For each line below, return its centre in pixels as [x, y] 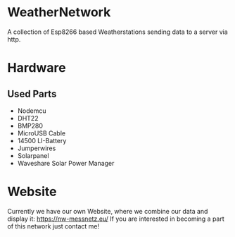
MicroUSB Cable [41, 133]
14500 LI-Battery [42, 140]
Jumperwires [37, 148]
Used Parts [32, 93]
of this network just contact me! [53, 226]
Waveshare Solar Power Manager [66, 163]
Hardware [37, 68]
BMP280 [30, 126]
